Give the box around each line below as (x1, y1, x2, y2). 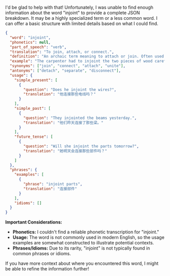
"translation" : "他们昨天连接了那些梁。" (23, 120, 104, 125)
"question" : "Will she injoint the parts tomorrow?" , (23, 144, 139, 149)
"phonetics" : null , (10, 40, 51, 45)
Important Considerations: (5, 219, 62, 225)
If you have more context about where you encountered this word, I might (5, 260, 159, 266)
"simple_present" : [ (14, 77, 58, 83)
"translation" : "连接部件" (23, 186, 77, 191)
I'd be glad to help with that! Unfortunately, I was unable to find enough (5, 5, 153, 10)
